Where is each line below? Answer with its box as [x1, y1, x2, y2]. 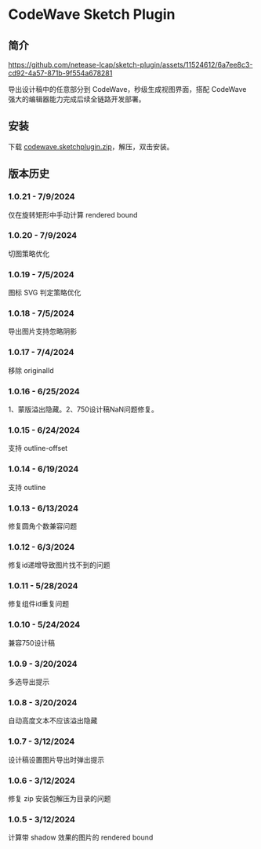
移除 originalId [8, 365, 54, 375]
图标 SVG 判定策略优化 [8, 288, 82, 298]
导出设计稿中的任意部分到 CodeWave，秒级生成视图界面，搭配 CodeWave [8, 85, 247, 93]
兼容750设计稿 [8, 638, 55, 647]
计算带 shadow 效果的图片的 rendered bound [8, 833, 154, 842]
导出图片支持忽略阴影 [8, 327, 77, 336]
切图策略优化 [8, 249, 49, 258]
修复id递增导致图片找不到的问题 [8, 560, 111, 570]
